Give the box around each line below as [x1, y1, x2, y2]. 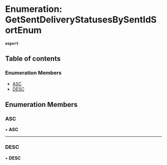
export [5, 41, 19, 46]
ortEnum [5, 25, 42, 36]
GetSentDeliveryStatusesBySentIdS [5, 14, 157, 25]
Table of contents [5, 55, 61, 63]
